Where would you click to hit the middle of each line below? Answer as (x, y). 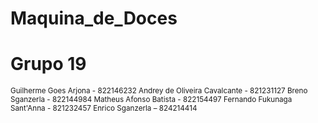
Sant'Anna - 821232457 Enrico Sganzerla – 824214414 (104, 108)
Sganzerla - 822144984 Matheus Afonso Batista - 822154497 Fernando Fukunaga (151, 100)
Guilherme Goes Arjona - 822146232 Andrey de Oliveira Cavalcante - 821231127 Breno (159, 91)
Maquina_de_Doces (94, 18)
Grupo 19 (48, 64)
